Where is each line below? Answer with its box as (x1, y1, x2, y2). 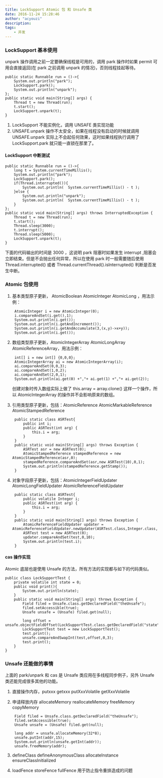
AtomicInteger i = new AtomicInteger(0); (14, 309, 99, 314)
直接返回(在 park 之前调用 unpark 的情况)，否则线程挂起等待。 (13, 65, 138, 71)
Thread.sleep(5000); (14, 232, 55, 237)
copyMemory (12, 704, 39, 710)
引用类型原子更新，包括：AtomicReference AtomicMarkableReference (12, 402, 152, 408)
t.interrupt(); (14, 228, 45, 232)
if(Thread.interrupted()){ (14, 181, 68, 186)
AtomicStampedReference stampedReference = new (23, 451, 121, 456)
